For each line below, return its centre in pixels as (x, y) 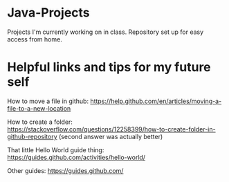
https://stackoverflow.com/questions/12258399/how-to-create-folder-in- (111, 129)
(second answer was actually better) (111, 136)
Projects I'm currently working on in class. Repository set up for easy (106, 32)
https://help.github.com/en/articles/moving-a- (156, 101)
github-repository (32, 136)
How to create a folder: (40, 122)
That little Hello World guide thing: (56, 149)
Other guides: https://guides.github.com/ (65, 170)
